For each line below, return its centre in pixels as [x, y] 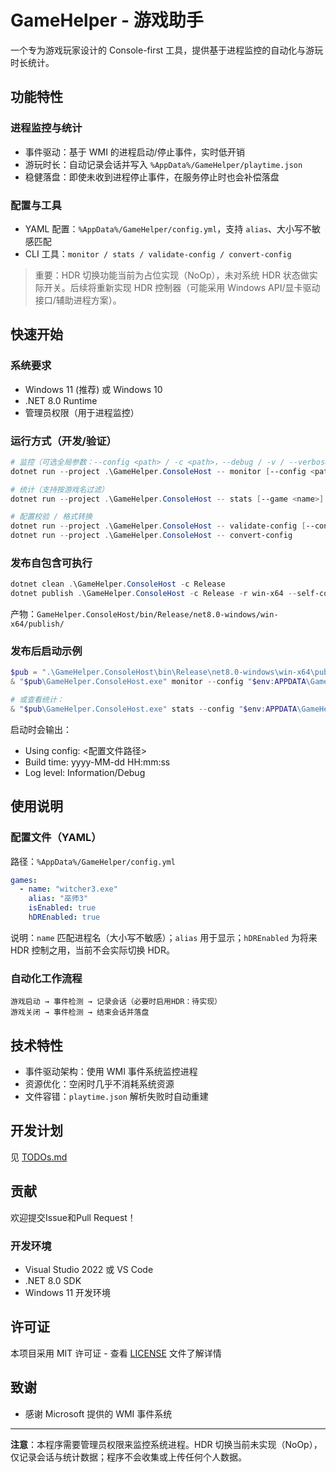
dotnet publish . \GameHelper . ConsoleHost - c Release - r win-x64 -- [154, 594]
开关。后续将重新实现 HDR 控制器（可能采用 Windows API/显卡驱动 [182, 287]
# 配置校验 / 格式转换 [51, 517]
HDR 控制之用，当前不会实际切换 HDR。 [92, 950]
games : [24, 880]
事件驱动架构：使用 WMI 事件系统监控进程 [111, 1072]
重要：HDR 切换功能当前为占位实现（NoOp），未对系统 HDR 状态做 [172, 275]
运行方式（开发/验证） [63, 441]
